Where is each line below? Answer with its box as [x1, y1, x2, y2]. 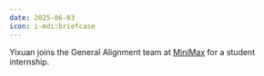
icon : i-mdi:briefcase [9, 22, 96, 31]
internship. [9, 56, 50, 67]
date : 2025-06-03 [9, 13, 76, 23]
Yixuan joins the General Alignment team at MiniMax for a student [9, 46, 256, 57]
